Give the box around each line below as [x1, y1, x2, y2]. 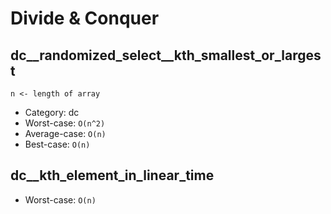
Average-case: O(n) [24, 128, 107, 139]
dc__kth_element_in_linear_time [10, 167, 215, 184]
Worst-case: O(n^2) [24, 117, 106, 129]
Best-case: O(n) [24, 138, 91, 150]
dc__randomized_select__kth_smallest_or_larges [10, 47, 322, 64]
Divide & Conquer [10, 7, 160, 30]
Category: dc [24, 107, 80, 118]
